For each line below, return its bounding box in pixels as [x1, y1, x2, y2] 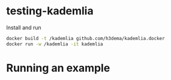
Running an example [6, 61, 110, 75]
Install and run [6, 24, 42, 31]
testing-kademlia [6, 4, 94, 18]
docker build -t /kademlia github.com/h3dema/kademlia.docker [6, 35, 165, 41]
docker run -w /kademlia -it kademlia [6, 41, 103, 47]
